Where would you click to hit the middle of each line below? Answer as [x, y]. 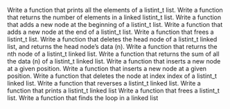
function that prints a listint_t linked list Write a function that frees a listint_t [114, 90]
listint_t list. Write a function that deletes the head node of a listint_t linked [112, 39]
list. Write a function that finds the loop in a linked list [83, 98]
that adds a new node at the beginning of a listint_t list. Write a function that [115, 24]
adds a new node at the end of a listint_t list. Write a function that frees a [110, 32]
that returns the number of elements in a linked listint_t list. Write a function [114, 17]
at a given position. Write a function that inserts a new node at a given [107, 69]
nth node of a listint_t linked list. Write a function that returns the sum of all [113, 54]
